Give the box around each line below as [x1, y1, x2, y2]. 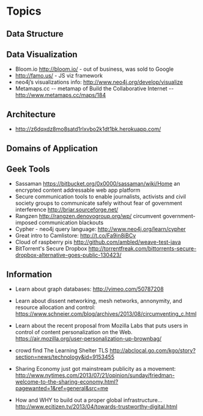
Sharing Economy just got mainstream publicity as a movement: [15, 365, 176, 373]
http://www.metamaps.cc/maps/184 [15, 92, 106, 99]
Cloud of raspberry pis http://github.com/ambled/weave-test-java [15, 238, 182, 246]
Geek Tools [6, 164, 50, 174]
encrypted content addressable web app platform [15, 186, 141, 194]
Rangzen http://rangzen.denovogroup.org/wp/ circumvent [15, 213, 161, 220]
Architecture [6, 109, 56, 120]
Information [6, 269, 53, 279]
